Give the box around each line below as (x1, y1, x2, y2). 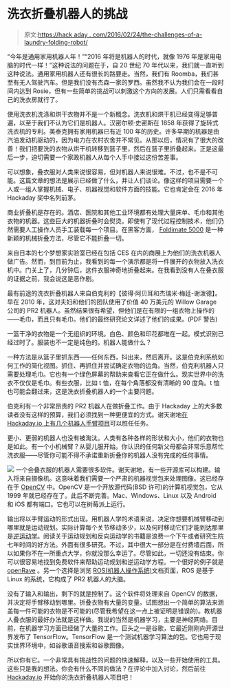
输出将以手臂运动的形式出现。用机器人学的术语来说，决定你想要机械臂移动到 (7, 514, 224, 523)
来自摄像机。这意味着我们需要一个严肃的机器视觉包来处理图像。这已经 (19, 474, 218, 482)
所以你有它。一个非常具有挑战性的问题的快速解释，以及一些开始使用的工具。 (7, 656, 224, 664)
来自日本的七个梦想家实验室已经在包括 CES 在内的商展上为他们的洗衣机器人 (7, 249, 221, 257)
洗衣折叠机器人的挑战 (7, 6, 129, 22)
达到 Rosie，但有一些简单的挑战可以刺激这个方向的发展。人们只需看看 (19, 87, 218, 95)
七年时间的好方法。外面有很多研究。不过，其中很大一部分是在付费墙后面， (7, 540, 218, 548)
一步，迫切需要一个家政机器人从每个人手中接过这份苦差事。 (12, 153, 182, 161)
